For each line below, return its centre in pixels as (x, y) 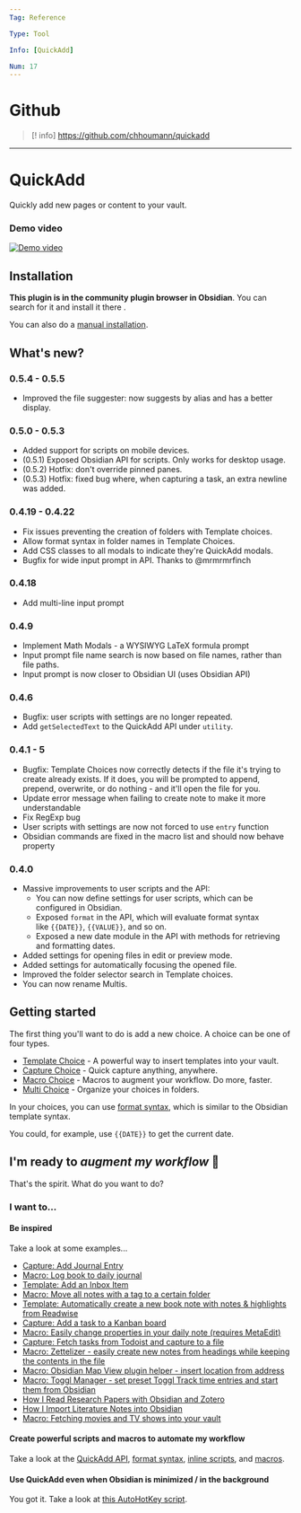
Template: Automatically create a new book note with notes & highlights (154, 1304)
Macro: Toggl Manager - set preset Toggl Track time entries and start (150, 1380)
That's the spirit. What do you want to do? (86, 1183)
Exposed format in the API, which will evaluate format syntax (147, 917)
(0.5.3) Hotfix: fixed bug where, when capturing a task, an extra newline (155, 479)
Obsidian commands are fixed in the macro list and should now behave (153, 836)
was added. (44, 488)
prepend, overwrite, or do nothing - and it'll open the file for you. (142, 788)
